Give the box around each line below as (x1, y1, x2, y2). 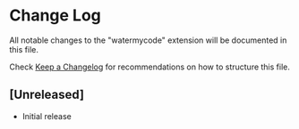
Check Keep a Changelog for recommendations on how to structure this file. (9, 61, 291, 72)
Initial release (21, 110, 72, 121)
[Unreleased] (9, 87, 85, 102)
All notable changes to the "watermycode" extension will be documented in (9, 35, 287, 45)
